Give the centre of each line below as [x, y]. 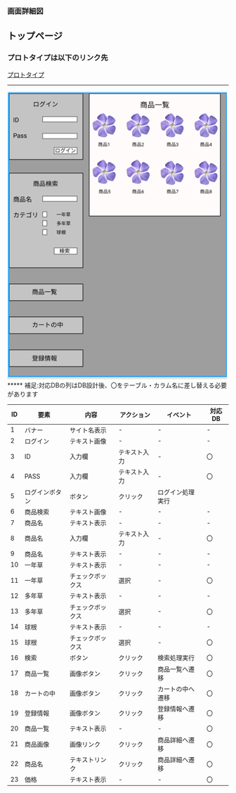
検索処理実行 [176, 658]
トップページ [35, 36]
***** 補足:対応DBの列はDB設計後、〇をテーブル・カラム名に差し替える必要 [117, 385]
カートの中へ [176, 689]
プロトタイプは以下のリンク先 [58, 58]
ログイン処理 [176, 492]
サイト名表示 [88, 430]
